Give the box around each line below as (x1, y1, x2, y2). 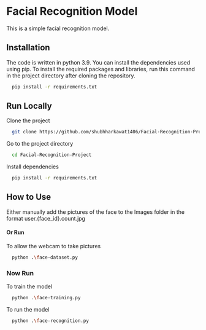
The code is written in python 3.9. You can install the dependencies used (6, 58, 191, 66)
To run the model (6, 306, 50, 313)
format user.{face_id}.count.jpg (6, 214, 86, 222)
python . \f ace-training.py (12, 295, 81, 301)
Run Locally (6, 101, 52, 111)
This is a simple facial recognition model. (6, 25, 110, 32)
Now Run (6, 269, 34, 277)
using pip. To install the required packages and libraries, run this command (6, 65, 195, 73)
